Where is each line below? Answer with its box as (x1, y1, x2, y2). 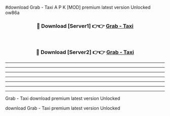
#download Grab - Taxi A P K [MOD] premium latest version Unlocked (5, 5, 151, 10)
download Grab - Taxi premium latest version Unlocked (5, 105, 120, 111)
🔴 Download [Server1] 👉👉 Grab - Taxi (36, 22, 134, 29)
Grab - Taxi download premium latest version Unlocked (5, 95, 120, 101)
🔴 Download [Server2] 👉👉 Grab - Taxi (36, 49, 134, 56)
